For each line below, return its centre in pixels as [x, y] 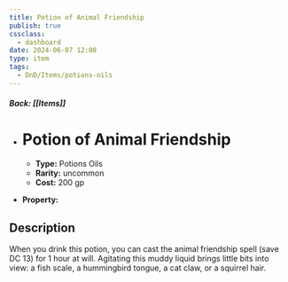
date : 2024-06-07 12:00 [53, 51]
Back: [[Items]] [38, 104]
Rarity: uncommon [70, 173]
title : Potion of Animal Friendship [77, 17]
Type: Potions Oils [69, 164]
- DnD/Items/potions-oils [65, 75]
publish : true [35, 26]
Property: [40, 200]
